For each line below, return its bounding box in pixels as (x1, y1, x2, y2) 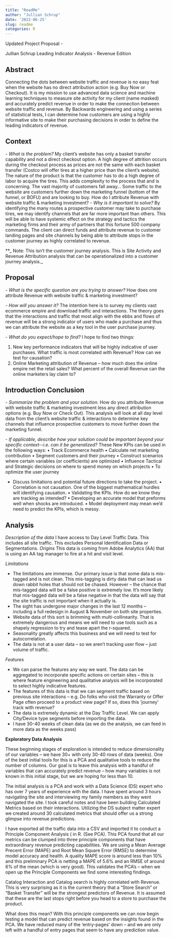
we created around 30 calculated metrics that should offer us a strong (5, 810, 153, 816)
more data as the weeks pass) (12, 726, 77, 732)
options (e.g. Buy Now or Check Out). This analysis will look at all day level (5, 410, 163, 416)
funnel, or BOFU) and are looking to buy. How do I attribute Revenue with (5, 194, 159, 200)
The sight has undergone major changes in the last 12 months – (12, 603, 147, 609)
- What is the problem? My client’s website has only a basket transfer (5, 150, 151, 157)
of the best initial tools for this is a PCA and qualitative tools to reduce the (5, 757, 160, 763)
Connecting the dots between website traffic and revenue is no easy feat (5, 79, 159, 85)
